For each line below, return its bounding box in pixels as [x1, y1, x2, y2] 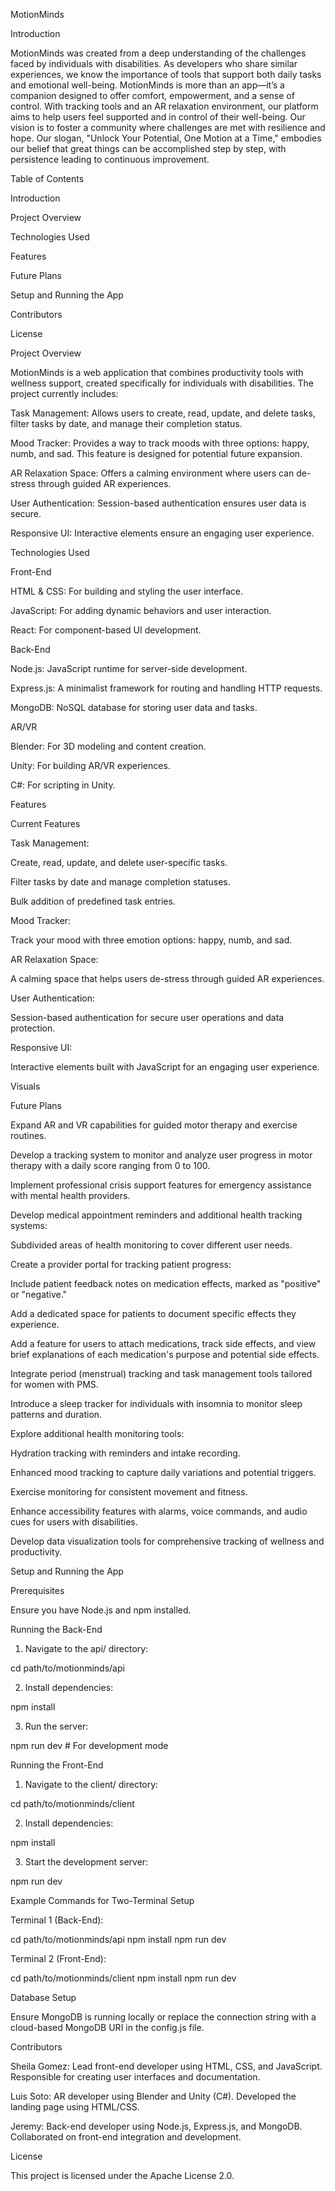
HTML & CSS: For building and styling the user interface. [10, 585, 243, 597]
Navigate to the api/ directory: [24, 1643, 149, 1654]
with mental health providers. [10, 1190, 131, 1201]
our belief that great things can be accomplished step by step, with [10, 143, 287, 154]
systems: [10, 1220, 48, 1231]
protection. [10, 1022, 56, 1034]
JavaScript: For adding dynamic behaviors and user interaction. [10, 605, 272, 616]
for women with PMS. [10, 1379, 99, 1390]
